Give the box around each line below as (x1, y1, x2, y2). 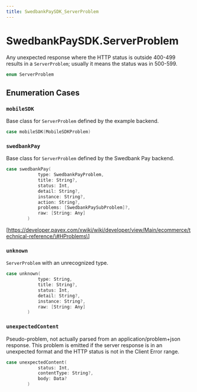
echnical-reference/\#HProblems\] (6, 233, 90, 240)
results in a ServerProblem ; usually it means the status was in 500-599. (6, 60, 178, 67)
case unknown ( (6, 271, 41, 277)
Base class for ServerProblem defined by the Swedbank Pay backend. (6, 155, 175, 162)
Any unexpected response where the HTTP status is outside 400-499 (6, 54, 176, 61)
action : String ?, (37, 199, 81, 205)
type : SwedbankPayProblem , (37, 172, 104, 178)
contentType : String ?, (37, 370, 94, 376)
